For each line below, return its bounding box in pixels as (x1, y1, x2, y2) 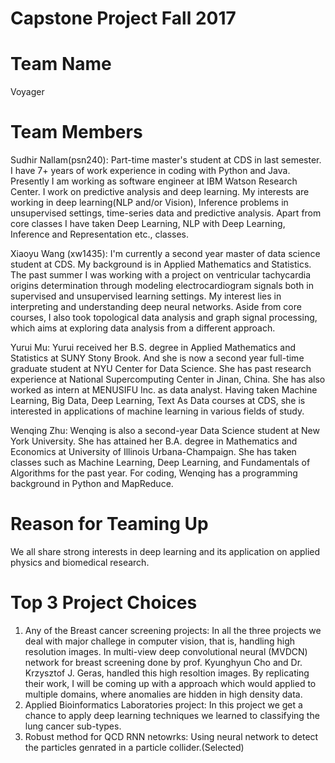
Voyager (10, 86, 45, 98)
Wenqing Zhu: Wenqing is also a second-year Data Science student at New (10, 425, 320, 437)
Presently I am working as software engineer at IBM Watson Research (10, 175, 298, 187)
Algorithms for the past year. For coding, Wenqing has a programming (10, 467, 298, 479)
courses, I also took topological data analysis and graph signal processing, (10, 312, 318, 324)
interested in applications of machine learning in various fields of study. (10, 405, 305, 417)
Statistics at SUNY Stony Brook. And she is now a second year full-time (10, 352, 305, 364)
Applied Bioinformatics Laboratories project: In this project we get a (24, 698, 303, 711)
